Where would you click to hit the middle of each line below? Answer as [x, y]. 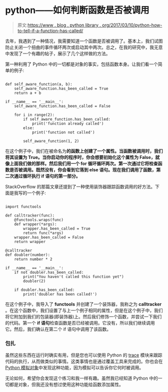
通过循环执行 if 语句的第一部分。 [47, 176]
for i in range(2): [34, 115]
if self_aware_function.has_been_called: [67, 119]
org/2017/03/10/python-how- [132, 25]
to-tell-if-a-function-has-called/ [50, 30]
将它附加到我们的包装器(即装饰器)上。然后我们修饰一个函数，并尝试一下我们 [83, 316]
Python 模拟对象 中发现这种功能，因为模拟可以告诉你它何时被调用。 [74, 367]
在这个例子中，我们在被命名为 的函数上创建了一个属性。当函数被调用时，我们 [84, 151]
